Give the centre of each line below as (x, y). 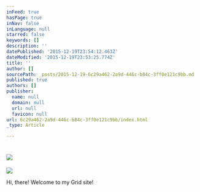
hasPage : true (24, 18)
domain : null (28, 102)
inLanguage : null (28, 29)
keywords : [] (23, 40)
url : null (24, 108)
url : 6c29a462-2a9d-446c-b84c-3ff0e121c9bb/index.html (77, 119)
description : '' (27, 46)
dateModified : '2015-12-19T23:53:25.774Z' (61, 57)
